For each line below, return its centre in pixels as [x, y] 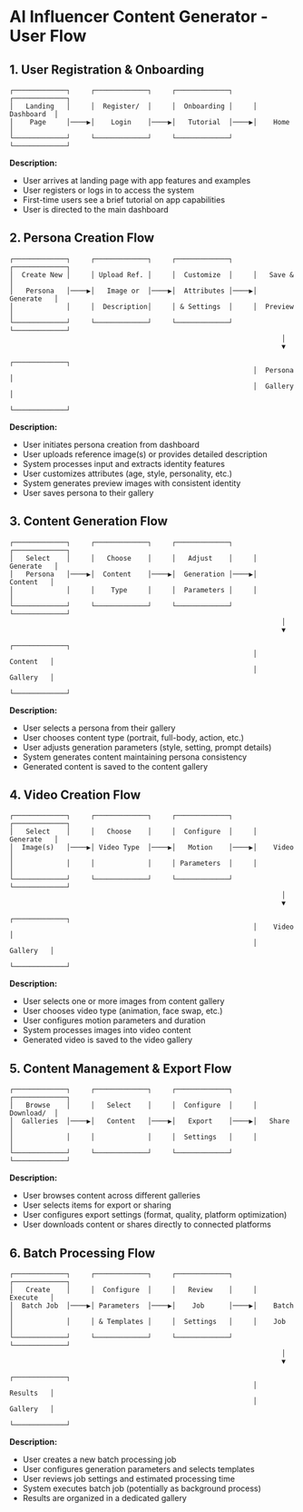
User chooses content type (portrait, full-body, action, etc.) [133, 737]
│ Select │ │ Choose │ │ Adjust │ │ [133, 558]
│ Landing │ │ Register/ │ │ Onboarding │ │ [133, 106]
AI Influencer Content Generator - [139, 17]
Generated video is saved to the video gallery [108, 1040]
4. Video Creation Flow [75, 796]
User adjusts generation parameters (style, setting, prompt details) [147, 747]
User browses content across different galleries [112, 1196]
